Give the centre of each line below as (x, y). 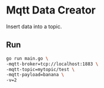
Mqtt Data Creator (51, 10)
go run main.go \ (27, 58)
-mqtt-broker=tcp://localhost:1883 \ (52, 64)
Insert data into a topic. (34, 26)
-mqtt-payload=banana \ (35, 75)
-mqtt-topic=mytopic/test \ (41, 69)
